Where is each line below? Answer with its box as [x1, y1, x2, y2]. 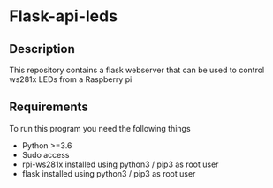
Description [9, 41, 75, 56]
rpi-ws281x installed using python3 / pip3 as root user [21, 159, 219, 169]
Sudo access [21, 149, 70, 160]
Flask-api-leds [9, 6, 118, 26]
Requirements [9, 100, 88, 115]
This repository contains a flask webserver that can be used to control [9, 64, 265, 75]
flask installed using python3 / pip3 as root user [21, 168, 196, 178]
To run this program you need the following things [9, 123, 192, 133]
